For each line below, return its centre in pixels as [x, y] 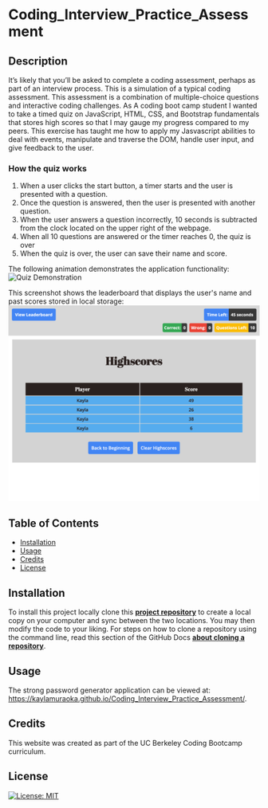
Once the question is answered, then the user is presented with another [138, 203]
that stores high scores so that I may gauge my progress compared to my [129, 122]
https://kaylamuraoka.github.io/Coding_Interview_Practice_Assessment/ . [128, 698]
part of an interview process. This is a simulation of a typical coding [120, 88]
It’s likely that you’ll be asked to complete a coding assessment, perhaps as [132, 80]
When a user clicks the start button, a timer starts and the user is [126, 186]
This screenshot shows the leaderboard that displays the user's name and [130, 293]
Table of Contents [54, 523]
